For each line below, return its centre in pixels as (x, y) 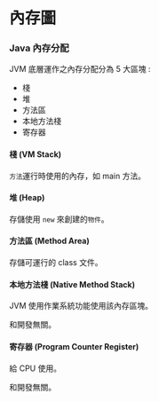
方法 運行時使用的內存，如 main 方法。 (78, 176)
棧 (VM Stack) (36, 154)
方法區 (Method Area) (50, 241)
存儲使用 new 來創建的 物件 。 (59, 219)
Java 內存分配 (39, 48)
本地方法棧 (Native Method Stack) (72, 284)
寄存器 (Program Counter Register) (74, 346)
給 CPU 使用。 (36, 368)
